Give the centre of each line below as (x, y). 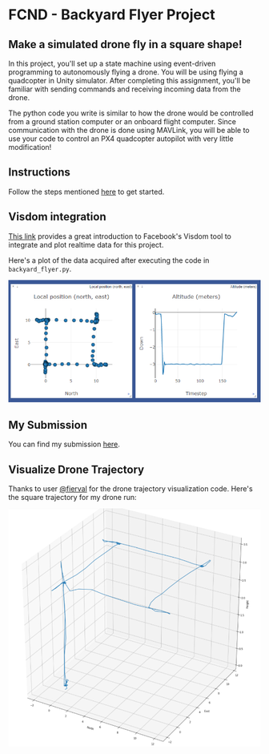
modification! (30, 147)
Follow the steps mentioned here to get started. (86, 192)
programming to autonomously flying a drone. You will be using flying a (126, 72)
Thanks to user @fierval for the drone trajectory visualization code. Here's (131, 489)
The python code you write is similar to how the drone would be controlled (131, 113)
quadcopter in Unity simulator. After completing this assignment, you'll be (129, 81)
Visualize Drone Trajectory (76, 469)
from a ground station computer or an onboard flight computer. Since (122, 121)
